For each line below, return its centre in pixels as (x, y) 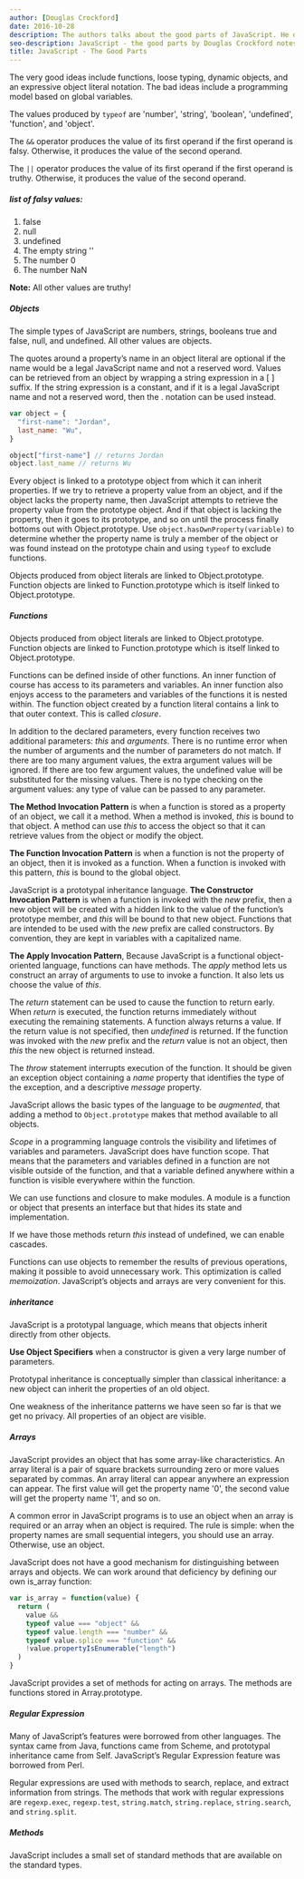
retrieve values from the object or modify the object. (107, 836)
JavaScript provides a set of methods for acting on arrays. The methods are (151, 1683)
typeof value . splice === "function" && (101, 1640)
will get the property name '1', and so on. (85, 1498)
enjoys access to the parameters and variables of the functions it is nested (148, 695)
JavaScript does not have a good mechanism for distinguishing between (144, 1563)
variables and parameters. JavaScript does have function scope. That (139, 1152)
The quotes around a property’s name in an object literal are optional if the (147, 358)
